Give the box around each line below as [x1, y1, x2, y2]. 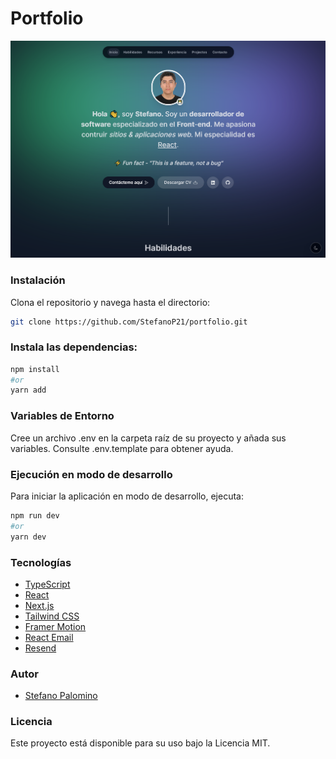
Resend [24, 642, 57, 654]
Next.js [24, 599, 55, 611]
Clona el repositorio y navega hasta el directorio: [10, 296, 211, 308]
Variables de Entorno [10, 409, 115, 423]
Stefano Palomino [24, 690, 98, 702]
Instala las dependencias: [10, 340, 138, 354]
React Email [24, 631, 74, 643]
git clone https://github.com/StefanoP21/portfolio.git [10, 317, 248, 327]
